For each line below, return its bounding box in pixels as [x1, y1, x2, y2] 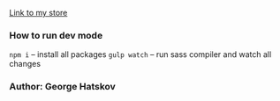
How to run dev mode [9, 29, 103, 41]
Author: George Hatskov [9, 81, 117, 93]
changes [9, 59, 42, 69]
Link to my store [9, 8, 68, 18]
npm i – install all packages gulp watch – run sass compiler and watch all [9, 49, 272, 60]
